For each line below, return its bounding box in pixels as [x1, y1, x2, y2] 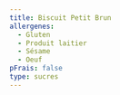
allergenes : [9, 22, 55, 31]
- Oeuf [17, 55, 43, 64]
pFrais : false [9, 64, 64, 73]
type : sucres [9, 72, 59, 81]
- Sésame [17, 47, 51, 56]
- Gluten [17, 30, 51, 39]
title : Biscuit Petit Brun [9, 13, 112, 23]
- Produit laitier [17, 38, 88, 48]
